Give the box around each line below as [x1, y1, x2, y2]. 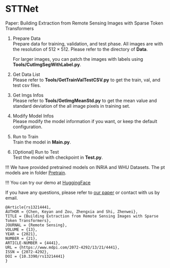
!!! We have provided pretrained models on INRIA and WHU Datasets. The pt [5, 164, 165, 170]
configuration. [12, 124, 42, 130]
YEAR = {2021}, [5, 231, 38, 236]
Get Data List [12, 71, 40, 77]
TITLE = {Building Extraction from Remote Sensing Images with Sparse [5, 213, 159, 218]
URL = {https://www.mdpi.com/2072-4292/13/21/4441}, [5, 245, 120, 250]
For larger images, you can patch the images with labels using [12, 56, 143, 62]
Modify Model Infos [12, 113, 54, 119]
